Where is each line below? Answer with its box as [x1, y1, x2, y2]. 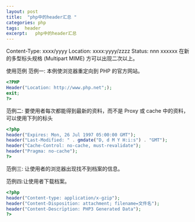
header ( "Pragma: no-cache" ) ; [6, 148, 78, 154]
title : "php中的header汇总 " [6, 14, 77, 20]
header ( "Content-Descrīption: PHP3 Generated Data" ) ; [6, 206, 142, 212]
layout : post [6, 8, 38, 15]
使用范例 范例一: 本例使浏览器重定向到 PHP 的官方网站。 [6, 67, 144, 74]
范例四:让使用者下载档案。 [6, 178, 70, 185]
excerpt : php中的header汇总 [6, 31, 77, 37]
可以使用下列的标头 [6, 115, 53, 122]
